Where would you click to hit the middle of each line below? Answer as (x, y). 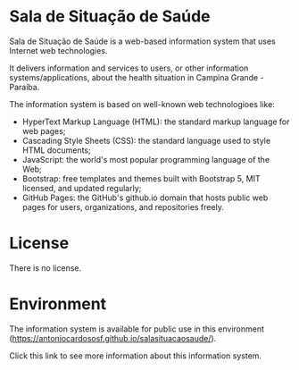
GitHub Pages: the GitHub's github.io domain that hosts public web (145, 198)
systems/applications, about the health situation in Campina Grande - (137, 77)
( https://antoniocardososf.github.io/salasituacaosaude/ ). (113, 338)
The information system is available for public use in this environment (137, 329)
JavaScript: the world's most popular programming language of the (146, 159)
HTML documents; (56, 150)
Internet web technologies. (58, 50)
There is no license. (46, 268)
